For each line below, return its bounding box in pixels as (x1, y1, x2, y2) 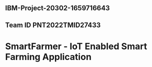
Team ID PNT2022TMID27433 (5, 21, 101, 29)
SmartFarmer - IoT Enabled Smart (5, 41, 147, 52)
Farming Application (5, 51, 91, 63)
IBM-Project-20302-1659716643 (5, 4, 110, 12)
